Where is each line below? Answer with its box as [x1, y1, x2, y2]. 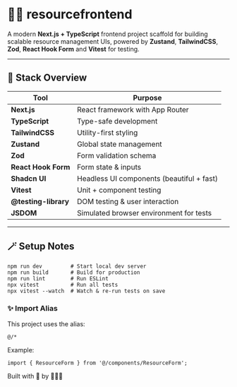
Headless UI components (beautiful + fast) [77, 173, 219, 183]
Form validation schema [77, 150, 157, 160]
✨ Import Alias [7, 304, 58, 314]
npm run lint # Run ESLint [7, 275, 109, 282]
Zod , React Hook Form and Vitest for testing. [7, 44, 140, 53]
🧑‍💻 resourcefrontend [7, 6, 133, 23]
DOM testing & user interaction [77, 196, 179, 206]
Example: [7, 345, 35, 354]
